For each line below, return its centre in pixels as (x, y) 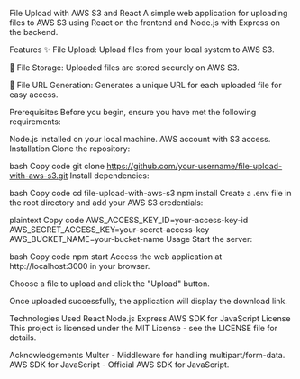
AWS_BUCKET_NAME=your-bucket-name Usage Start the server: (131, 239)
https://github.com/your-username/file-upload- (195, 166)
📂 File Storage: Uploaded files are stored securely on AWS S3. (125, 68)
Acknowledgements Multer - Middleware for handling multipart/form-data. (147, 355)
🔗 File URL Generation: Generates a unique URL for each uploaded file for (145, 85)
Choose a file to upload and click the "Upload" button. (109, 284)
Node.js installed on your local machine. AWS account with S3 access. (140, 139)
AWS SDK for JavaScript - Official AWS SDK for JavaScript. (119, 365)
